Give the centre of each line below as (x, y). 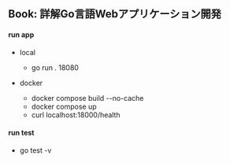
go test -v (35, 150)
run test (21, 133)
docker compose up (64, 106)
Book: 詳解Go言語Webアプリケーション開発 (115, 14)
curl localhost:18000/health (76, 115)
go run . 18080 (55, 67)
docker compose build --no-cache (87, 98)
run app (21, 35)
